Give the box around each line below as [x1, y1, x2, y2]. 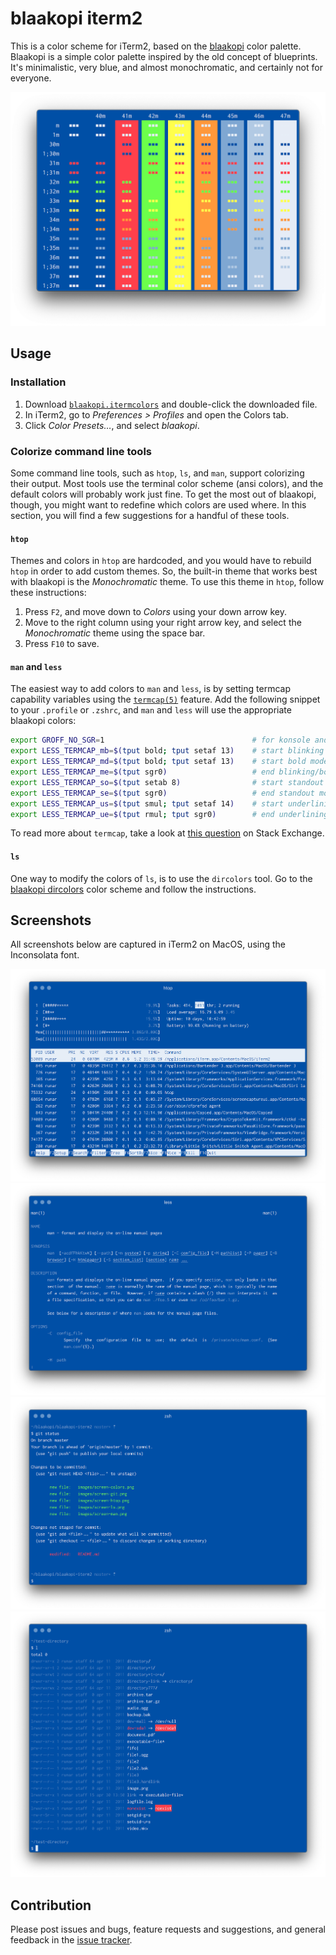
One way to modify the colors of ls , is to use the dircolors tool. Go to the [10, 872, 313, 884]
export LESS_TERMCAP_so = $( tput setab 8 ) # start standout [10, 777, 325, 787]
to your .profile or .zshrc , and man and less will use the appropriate [10, 704, 292, 716]
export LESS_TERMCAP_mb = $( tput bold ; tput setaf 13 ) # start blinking [10, 746, 325, 756]
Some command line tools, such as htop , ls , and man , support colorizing [10, 467, 305, 479]
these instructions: [10, 587, 87, 599]
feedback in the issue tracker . [10, 1934, 133, 1946]
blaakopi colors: [10, 715, 77, 727]
